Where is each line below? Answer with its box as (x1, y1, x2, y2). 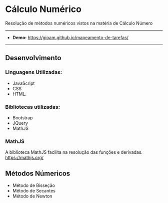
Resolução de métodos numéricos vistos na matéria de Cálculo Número (5, 20, 153, 26)
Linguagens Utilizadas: (5, 69, 62, 76)
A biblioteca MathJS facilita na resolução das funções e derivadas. (5, 149, 143, 155)
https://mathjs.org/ (5, 154, 44, 161)
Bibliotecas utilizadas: (5, 103, 60, 110)
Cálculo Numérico (5, 4, 81, 15)
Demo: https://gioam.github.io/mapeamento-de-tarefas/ (12, 34, 128, 41)
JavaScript (12, 80, 35, 86)
